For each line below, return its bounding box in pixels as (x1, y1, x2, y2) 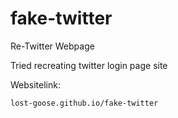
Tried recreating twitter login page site (10, 59, 168, 71)
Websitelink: (10, 78, 61, 91)
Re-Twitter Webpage (10, 40, 95, 52)
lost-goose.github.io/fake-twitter (10, 98, 159, 108)
